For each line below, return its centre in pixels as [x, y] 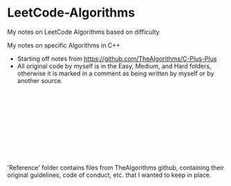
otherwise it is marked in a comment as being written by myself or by [115, 73]
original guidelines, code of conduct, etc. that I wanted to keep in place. [109, 175]
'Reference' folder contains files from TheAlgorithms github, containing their [116, 167]
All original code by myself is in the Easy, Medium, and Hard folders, [114, 66]
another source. [40, 80]
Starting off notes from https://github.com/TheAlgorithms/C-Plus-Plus [117, 58]
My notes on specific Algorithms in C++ [64, 45]
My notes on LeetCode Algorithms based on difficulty [84, 32]
